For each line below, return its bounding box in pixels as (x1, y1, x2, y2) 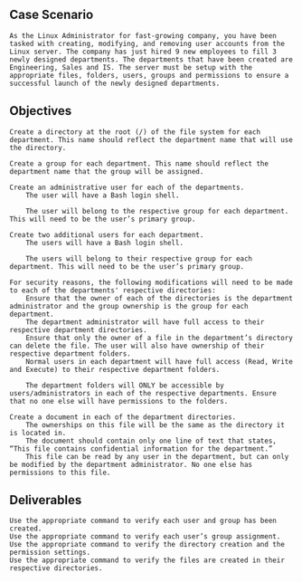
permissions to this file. (9, 468, 111, 477)
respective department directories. (9, 325, 147, 334)
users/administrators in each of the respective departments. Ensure (9, 388, 278, 397)
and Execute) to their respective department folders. (9, 365, 221, 374)
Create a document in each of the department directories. (9, 412, 237, 422)
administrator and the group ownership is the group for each (9, 301, 249, 310)
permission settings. (9, 548, 91, 558)
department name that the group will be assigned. (9, 167, 204, 176)
